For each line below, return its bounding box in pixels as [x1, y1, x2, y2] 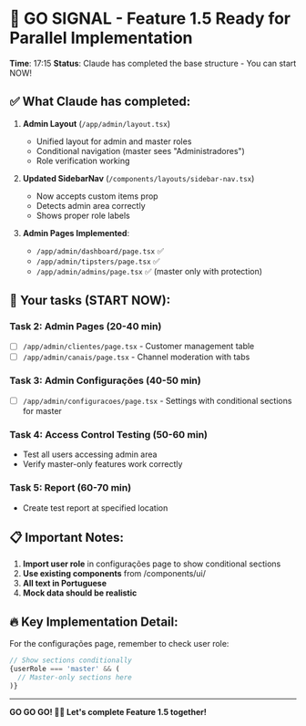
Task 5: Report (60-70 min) [9, 482, 132, 494]
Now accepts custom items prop [36, 191, 158, 202]
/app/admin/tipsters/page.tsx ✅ [36, 255, 160, 266]
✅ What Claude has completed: [9, 94, 191, 109]
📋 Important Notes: [9, 529, 125, 545]
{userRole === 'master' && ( [9, 665, 120, 674]
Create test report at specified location [22, 502, 168, 513]
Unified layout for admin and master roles [36, 136, 192, 147]
